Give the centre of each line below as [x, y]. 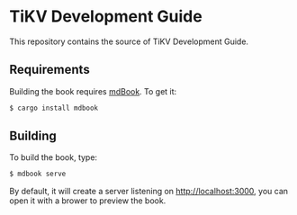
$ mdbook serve [38, 174]
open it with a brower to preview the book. [88, 201]
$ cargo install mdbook [54, 108]
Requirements [49, 70]
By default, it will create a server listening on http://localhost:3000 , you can [149, 192]
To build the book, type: [53, 157]
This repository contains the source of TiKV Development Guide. [129, 41]
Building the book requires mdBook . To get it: [93, 91]
